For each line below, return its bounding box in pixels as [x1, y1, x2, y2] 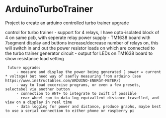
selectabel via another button [5, 86, 70, 92]
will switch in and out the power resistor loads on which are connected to [5, 45, 155, 51]
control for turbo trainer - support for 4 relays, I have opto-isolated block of [5, 29, 160, 35]
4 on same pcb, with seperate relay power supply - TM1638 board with [5, 35, 151, 40]
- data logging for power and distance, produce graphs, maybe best [16, 104, 162, 109]
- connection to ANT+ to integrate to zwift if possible [16, 91, 137, 96]
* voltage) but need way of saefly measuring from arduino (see [5, 74, 141, 79]
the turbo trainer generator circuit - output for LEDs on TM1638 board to [5, 50, 153, 56]
